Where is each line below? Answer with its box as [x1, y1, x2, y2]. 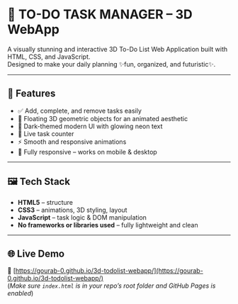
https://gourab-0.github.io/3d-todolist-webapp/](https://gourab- [15, 266, 203, 275]
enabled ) [7, 289, 34, 298]
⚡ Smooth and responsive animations [17, 137, 127, 146]
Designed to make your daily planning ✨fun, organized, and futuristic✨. [7, 60, 216, 68]
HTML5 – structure [17, 198, 73, 206]
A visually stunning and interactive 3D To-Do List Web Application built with [7, 45, 228, 53]
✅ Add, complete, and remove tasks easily [17, 106, 142, 115]
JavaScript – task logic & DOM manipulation [17, 213, 147, 222]
